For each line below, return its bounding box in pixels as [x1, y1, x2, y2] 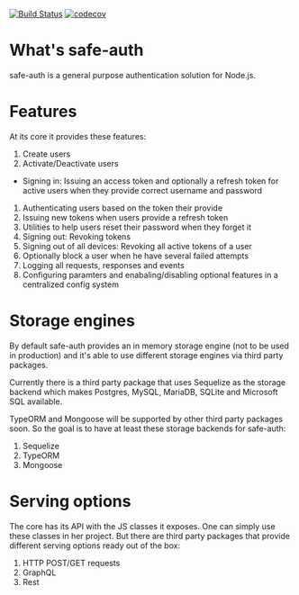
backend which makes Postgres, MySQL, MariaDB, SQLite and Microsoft [9, 386, 278, 397]
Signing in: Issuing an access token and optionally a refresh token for [22, 176, 279, 186]
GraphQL [22, 567, 57, 578]
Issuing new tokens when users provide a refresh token [22, 212, 229, 222]
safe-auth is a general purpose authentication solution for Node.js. [9, 69, 257, 80]
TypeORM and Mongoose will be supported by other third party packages [9, 413, 284, 424]
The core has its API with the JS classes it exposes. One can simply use [9, 520, 276, 531]
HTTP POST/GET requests [22, 557, 121, 568]
